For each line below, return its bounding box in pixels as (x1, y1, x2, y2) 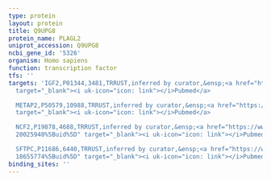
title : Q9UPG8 (8, 27, 56, 35)
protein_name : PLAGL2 (8, 34, 81, 43)
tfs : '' (8, 72, 35, 80)
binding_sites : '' (8, 160, 70, 168)
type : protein (8, 11, 56, 20)
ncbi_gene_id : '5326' (8, 49, 81, 57)
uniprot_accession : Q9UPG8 (8, 42, 99, 50)
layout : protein (8, 19, 63, 27)
